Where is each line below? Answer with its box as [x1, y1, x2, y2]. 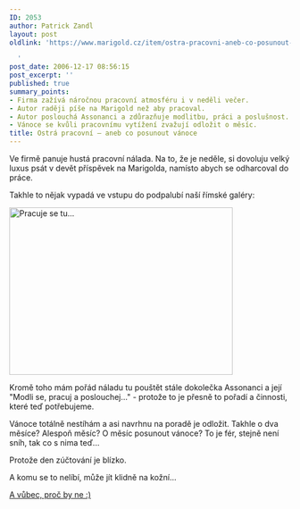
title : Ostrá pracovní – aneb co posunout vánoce [9, 129, 198, 138]
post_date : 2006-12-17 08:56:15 [9, 63, 129, 71]
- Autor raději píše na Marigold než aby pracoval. [9, 104, 205, 113]
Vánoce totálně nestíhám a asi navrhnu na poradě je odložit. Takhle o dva [9, 419, 279, 429]
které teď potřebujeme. [9, 401, 95, 412]
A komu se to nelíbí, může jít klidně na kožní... [9, 472, 177, 482]
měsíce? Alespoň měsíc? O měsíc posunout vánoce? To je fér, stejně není [9, 428, 279, 438]
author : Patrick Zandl [9, 21, 94, 30]
